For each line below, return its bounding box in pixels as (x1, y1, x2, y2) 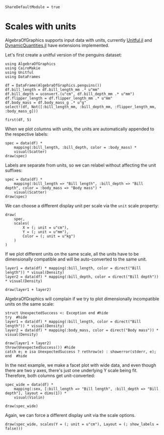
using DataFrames (5, 74, 41, 79)
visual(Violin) (14, 395, 45, 400)
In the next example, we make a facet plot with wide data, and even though (5, 362, 157, 368)
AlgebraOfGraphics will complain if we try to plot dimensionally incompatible (5, 295, 160, 302)
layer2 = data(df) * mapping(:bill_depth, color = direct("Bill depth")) (5, 274, 159, 279)
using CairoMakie (5, 65, 41, 71)
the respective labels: (5, 131, 48, 137)
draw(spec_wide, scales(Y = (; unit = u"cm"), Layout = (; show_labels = (5, 422, 159, 427)
